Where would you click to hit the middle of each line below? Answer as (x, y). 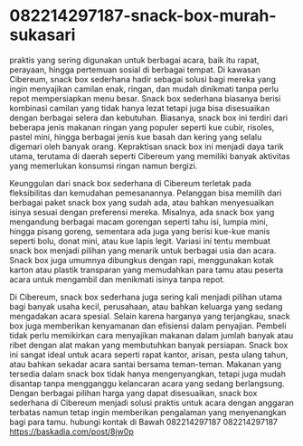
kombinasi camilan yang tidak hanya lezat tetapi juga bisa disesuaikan (140, 108)
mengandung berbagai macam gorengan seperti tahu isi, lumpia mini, (139, 222)
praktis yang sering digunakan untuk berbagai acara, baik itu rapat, (134, 60)
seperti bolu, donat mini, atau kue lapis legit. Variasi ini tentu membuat (140, 241)
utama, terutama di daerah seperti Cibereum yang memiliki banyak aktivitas (150, 156)
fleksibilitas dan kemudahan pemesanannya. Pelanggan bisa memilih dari (146, 193)
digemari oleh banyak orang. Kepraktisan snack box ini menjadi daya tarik (147, 147)
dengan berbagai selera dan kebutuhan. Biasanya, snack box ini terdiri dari (148, 118)
